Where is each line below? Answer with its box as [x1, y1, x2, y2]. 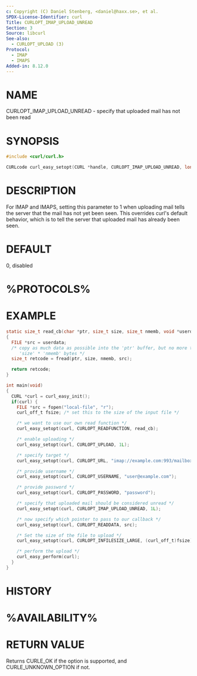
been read [6, 114, 31, 121]
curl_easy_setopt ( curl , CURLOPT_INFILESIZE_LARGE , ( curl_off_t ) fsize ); [16, 538, 195, 544]
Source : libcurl [6, 30, 46, 36]
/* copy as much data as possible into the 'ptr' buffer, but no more [11, 345, 188, 351]
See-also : [6, 36, 30, 42]
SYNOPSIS [6, 134, 60, 148]
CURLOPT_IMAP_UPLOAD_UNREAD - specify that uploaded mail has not [6, 108, 181, 115]
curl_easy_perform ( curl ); [16, 554, 80, 560]
